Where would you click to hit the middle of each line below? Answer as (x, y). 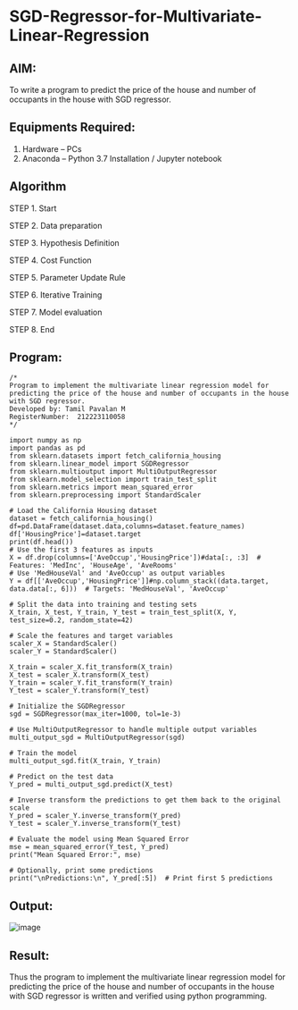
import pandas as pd (48, 449)
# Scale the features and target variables (91, 636)
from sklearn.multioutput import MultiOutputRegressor (113, 472)
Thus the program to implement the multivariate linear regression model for (147, 977)
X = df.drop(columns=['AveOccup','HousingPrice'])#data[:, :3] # (135, 558)
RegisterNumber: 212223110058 (67, 417)
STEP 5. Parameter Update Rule (68, 277)
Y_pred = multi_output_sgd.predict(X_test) (91, 785)
